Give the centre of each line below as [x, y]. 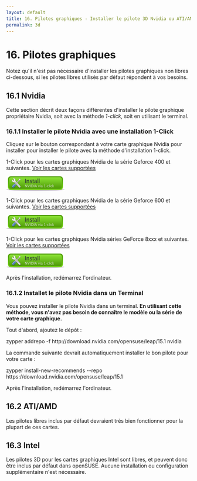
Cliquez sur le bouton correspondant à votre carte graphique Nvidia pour [94, 144]
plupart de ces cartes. [33, 427]
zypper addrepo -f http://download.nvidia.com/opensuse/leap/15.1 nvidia [94, 341]
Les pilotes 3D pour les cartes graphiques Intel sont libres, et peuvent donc [97, 460]
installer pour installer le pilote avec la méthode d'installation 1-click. [89, 151]
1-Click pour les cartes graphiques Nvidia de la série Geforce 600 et [88, 201]
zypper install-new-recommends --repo [54, 370]
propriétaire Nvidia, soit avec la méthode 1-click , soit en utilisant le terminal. [97, 116]
